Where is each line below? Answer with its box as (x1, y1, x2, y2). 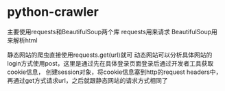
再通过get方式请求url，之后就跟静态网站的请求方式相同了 (7, 76, 168, 84)
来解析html (7, 36, 38, 44)
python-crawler (7, 4, 99, 20)
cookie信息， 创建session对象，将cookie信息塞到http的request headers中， (7, 68, 222, 76)
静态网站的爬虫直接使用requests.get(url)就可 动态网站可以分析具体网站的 (7, 51, 213, 59)
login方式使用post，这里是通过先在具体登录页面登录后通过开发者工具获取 (7, 59, 214, 67)
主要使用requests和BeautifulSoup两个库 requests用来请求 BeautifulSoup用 (7, 27, 218, 36)
